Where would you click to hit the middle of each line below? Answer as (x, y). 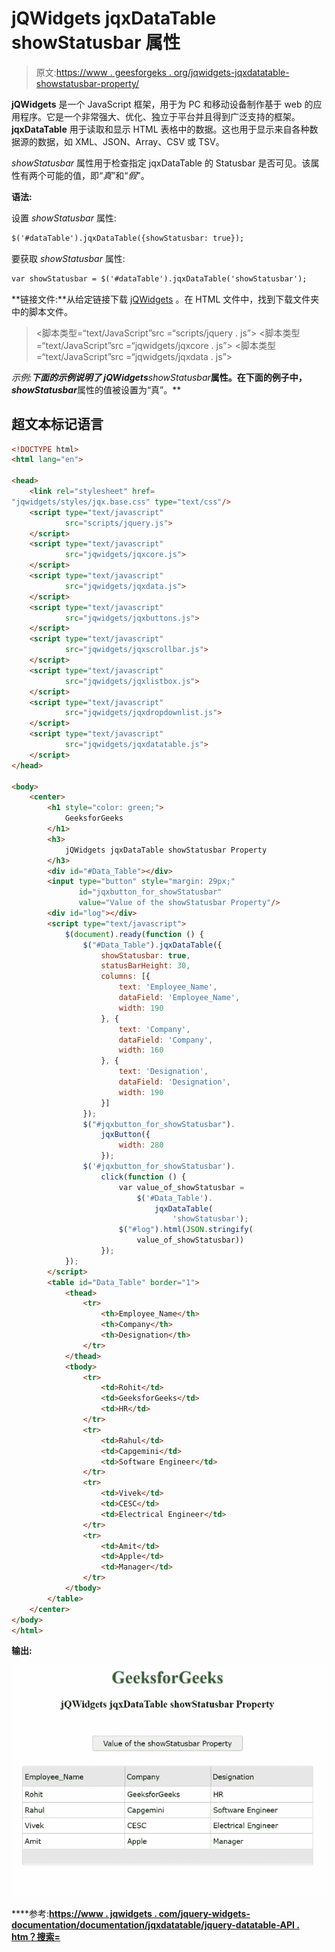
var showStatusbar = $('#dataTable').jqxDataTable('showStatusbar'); (159, 278)
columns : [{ (125, 977)
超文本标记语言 (57, 424)
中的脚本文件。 (42, 311)
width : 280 (141, 1145)
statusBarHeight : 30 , (145, 966)
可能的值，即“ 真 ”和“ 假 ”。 (97, 175)
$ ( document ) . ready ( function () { (134, 934)
